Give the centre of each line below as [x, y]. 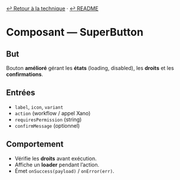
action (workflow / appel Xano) [53, 113]
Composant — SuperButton [75, 32]
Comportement [35, 144]
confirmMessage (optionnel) [47, 125]
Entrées [21, 93]
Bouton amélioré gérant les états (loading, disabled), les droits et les [90, 68]
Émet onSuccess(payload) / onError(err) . [64, 171]
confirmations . [24, 74]
